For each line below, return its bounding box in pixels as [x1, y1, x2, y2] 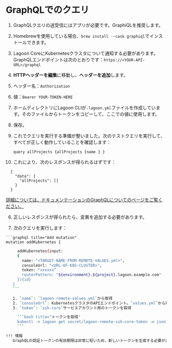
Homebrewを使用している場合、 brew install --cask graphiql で [13, 33, 150, 39]
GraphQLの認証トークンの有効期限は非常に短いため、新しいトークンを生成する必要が [12, 338, 165, 343]
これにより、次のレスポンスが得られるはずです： [13, 159, 116, 165]
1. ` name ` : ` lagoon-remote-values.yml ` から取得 [12, 296, 113, 301]
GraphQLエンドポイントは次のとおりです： [13, 56, 104, 62]
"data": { [15, 173, 36, 179]
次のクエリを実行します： [13, 225, 67, 231]
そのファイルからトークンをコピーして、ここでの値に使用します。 [21, 111, 160, 117]
